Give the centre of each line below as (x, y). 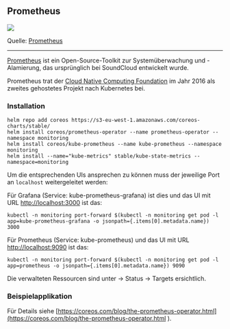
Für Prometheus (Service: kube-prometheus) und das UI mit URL (98, 240)
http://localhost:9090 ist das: (48, 247)
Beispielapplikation (40, 296)
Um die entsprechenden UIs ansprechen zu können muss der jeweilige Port (114, 175)
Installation (26, 106)
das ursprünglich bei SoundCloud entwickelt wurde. (116, 67)
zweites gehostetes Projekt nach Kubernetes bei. (76, 88)
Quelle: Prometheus (35, 40)
